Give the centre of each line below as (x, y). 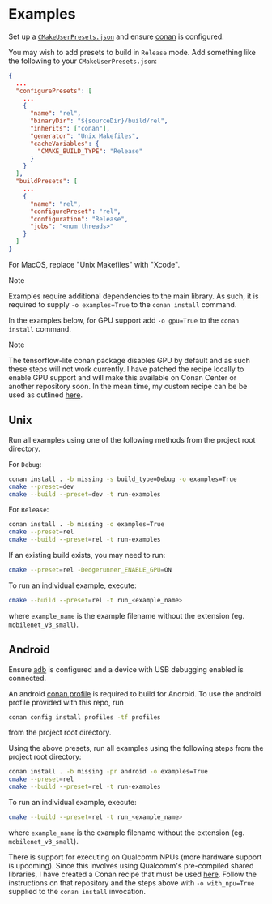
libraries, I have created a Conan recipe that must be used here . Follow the (133, 874)
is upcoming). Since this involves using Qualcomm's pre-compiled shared (131, 865)
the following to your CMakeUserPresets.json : (83, 61)
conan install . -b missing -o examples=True (86, 525)
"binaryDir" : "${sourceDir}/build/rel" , (99, 121)
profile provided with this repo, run (66, 702)
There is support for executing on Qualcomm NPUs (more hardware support (135, 857)
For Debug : (25, 464)
